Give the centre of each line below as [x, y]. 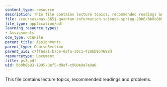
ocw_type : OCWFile [24, 38]
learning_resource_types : [32, 28]
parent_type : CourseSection [34, 47]
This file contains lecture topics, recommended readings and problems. [78, 80]
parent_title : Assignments [33, 42]
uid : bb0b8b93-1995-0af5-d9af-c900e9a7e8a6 [51, 65]
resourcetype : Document [30, 56]
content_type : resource [30, 10]
